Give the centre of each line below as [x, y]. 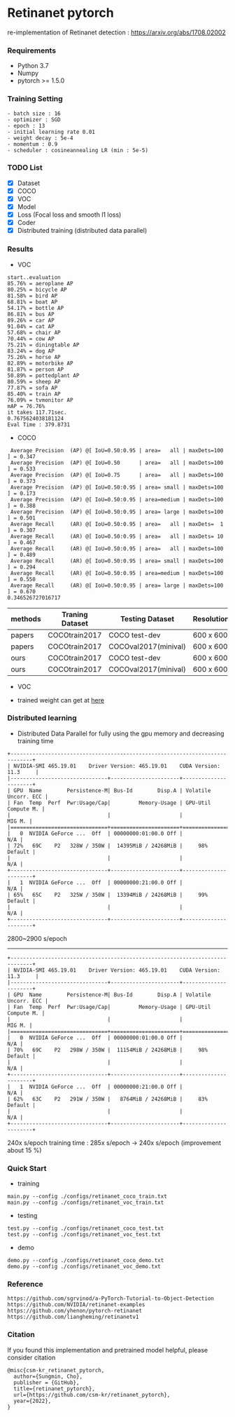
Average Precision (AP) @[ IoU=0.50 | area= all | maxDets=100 [117, 463]
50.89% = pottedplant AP [43, 375]
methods [26, 618]
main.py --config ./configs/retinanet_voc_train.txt [86, 1203]
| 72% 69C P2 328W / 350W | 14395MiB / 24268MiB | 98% [108, 846]
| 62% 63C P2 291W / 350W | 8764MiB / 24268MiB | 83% [108, 1099]
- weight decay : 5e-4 [40, 138]
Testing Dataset [147, 618]
